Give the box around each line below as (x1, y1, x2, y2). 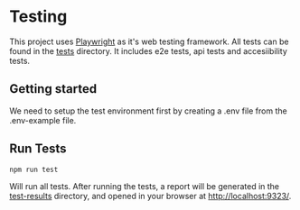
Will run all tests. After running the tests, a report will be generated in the (9, 180, 280, 191)
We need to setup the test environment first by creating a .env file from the (9, 105, 287, 116)
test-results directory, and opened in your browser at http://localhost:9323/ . (9, 190, 292, 201)
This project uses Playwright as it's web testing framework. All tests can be (9, 36, 289, 47)
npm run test (9, 165, 59, 174)
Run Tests (9, 142, 67, 157)
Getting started (9, 81, 98, 96)
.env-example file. (9, 114, 77, 125)
